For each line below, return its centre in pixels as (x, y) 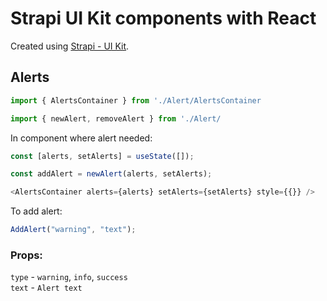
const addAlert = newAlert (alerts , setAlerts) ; (111, 174)
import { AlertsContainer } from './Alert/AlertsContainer (136, 100)
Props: (26, 255)
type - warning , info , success (69, 277)
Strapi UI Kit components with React (163, 18)
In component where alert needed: (81, 138)
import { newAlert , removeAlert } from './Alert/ (116, 118)
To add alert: (36, 211)
